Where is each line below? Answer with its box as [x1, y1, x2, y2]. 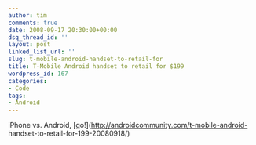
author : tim [8, 11, 47, 20]
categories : [8, 77, 47, 85]
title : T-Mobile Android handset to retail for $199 [8, 63, 185, 71]
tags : [8, 92, 26, 100]
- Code [8, 84, 30, 92]
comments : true [8, 19, 58, 27]
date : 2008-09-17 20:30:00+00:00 [8, 26, 118, 34]
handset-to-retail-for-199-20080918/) [8, 129, 130, 138]
